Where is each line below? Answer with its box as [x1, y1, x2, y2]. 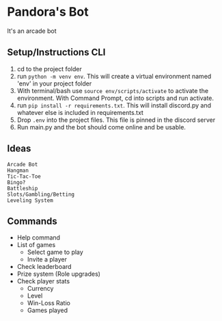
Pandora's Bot [7, 4, 89, 20]
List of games [16, 241, 56, 249]
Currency [27, 285, 54, 293]
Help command [16, 233, 60, 242]
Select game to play [27, 248, 83, 257]
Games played [27, 306, 68, 315]
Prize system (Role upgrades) [16, 270, 101, 278]
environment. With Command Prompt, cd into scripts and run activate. [16, 94, 214, 102]
